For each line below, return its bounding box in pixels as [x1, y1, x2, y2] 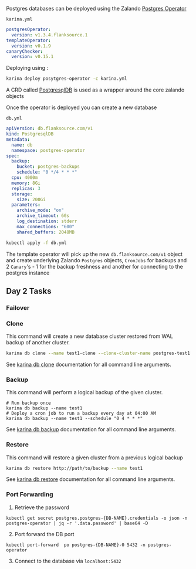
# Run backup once [6, 400, 51, 407]
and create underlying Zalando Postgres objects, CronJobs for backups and [6, 256, 187, 263]
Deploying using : [6, 65, 49, 72]
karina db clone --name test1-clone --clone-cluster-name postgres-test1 [6, 350, 191, 357]
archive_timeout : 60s [16, 213, 69, 219]
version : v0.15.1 [11, 54, 54, 60]
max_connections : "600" [16, 223, 75, 229]
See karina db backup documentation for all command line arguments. [6, 426, 176, 433]
